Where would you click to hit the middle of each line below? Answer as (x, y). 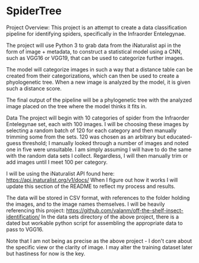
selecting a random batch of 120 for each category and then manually (91, 130)
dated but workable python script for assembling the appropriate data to (94, 223)
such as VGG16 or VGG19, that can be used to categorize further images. (95, 58)
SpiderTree (34, 11)
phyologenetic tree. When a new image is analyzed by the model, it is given (99, 82)
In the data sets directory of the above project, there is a (110, 217)
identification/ (23, 217)
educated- (180, 137)
